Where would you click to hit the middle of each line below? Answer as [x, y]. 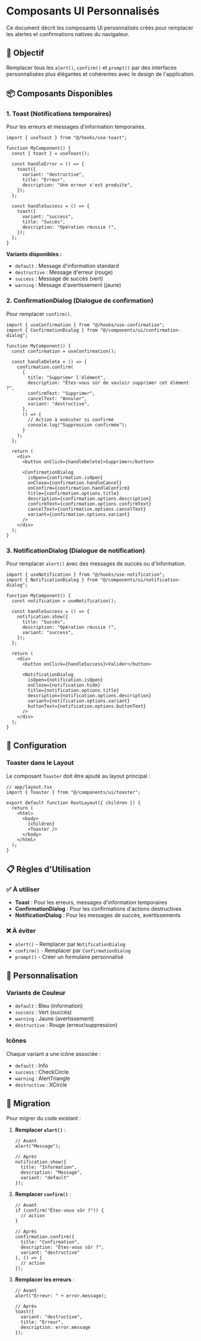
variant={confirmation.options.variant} [79, 514]
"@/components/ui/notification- [140, 580]
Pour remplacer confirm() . [39, 313]
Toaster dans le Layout [40, 763]
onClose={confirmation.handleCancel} [75, 482]
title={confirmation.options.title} [73, 493]
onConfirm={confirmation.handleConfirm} [79, 488]
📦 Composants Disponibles [59, 94]
